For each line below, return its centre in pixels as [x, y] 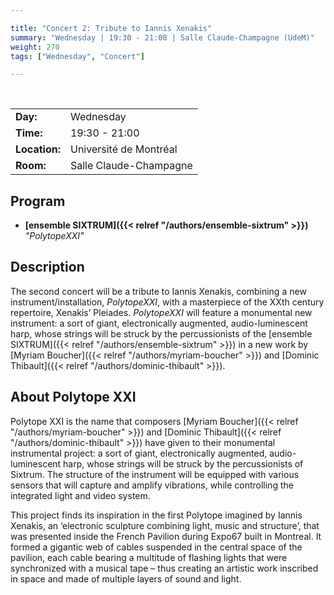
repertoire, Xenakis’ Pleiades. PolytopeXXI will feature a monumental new [161, 312]
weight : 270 [35, 47]
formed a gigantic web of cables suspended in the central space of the [156, 547]
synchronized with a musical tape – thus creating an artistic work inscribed [164, 568]
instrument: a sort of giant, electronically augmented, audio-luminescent [159, 323]
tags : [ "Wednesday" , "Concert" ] [77, 56]
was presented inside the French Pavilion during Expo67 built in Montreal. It [166, 536]
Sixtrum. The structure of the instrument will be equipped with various [155, 474]
